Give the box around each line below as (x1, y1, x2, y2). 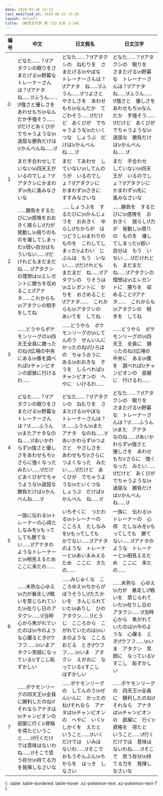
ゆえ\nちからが (71, 583, 106, 590)
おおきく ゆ (76, 218, 106, 225)
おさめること (76, 291, 106, 298)
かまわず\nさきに (62, 187, 101, 194)
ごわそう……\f (62, 112, 94, 119)
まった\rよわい (62, 247, 95, 254)
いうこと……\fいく (62, 731, 103, 738)
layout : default (5, 16, 38, 21)
